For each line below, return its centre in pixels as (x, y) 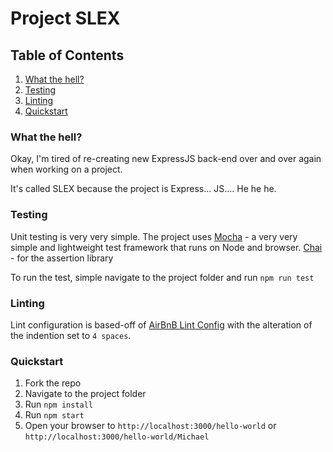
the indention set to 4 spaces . (71, 335)
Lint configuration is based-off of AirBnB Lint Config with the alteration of (161, 324)
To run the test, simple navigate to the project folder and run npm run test (162, 277)
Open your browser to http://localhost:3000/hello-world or (150, 426)
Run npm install (59, 404)
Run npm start (54, 415)
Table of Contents (67, 55)
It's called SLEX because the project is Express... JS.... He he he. (143, 189)
